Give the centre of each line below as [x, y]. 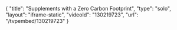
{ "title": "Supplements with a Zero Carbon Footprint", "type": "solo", [88, 9]
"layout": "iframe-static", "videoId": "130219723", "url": [72, 15]
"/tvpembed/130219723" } [37, 21]
